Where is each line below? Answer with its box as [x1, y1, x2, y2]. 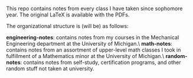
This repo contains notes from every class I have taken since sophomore [6, 5, 183, 12]
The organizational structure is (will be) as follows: [6, 23, 129, 29]
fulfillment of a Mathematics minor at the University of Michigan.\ [6, 53, 165, 59]
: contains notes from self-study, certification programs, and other [20, 59, 181, 66]
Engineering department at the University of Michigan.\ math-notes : [6, 40, 173, 47]
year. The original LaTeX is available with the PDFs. [6, 11, 130, 18]
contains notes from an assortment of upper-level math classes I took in [6, 46, 181, 53]
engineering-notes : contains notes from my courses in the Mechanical [6, 34, 179, 40]
